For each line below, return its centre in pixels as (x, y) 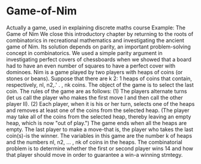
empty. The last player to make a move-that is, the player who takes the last (100, 129)
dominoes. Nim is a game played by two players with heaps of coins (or (94, 72)
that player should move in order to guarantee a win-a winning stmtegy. (94, 154)
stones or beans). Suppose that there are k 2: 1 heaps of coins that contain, (99, 78)
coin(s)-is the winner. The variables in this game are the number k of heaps (99, 135)
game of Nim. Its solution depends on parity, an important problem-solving (98, 47)
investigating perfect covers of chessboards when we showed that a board (99, 59)
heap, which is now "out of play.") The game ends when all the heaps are (97, 123)
